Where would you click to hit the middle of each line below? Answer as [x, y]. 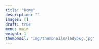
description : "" [23, 15]
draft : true [18, 24]
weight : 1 [16, 34]
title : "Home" [21, 10]
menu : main [17, 29]
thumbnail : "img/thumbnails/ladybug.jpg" [50, 39]
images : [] [17, 19]
